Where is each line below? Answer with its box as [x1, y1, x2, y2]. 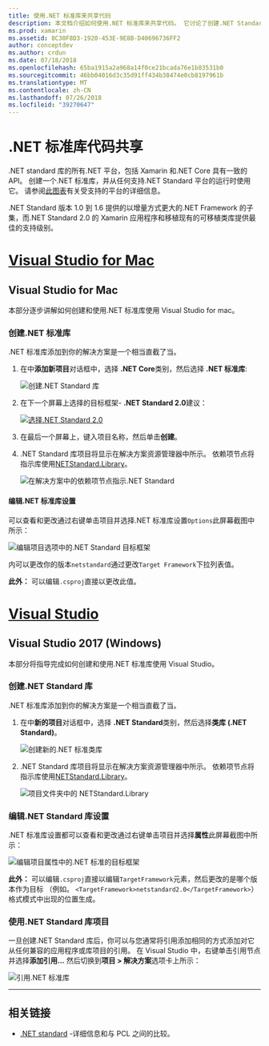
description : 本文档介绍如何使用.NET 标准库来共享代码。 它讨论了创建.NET [8, 19, 235, 27]
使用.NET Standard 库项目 [8, 916, 110, 928]
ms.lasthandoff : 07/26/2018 [8, 94, 102, 102]
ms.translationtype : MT [8, 78, 88, 86]
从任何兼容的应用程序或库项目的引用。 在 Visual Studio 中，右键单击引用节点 [8, 946, 261, 956]
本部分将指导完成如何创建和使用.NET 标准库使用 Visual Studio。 [8, 659, 219, 668]
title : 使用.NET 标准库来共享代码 [8, 11, 111, 20]
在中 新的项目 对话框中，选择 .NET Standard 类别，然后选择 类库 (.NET [19, 717, 247, 727]
